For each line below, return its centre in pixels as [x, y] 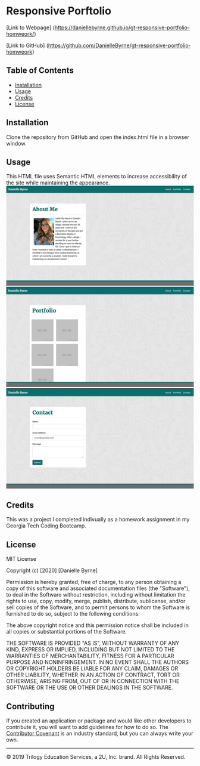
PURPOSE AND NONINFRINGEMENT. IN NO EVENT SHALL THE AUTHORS [98, 662]
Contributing [30, 706]
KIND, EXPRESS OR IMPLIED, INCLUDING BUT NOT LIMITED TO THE [90, 650]
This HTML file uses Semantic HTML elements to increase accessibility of [97, 177]
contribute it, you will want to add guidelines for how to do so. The [87, 727]
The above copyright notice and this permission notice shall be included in [97, 625]
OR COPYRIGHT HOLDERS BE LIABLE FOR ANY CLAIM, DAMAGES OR [92, 669]
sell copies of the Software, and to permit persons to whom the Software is [98, 607]
